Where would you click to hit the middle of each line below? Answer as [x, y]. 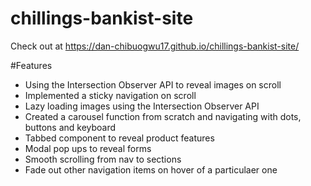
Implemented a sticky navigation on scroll [110, 95]
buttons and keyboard [70, 127]
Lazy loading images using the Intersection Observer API [142, 106]
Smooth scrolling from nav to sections [103, 159]
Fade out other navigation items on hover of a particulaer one [151, 169]
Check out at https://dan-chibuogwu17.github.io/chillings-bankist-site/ [155, 46]
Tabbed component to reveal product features [119, 138]
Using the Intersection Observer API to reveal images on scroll [153, 84]
